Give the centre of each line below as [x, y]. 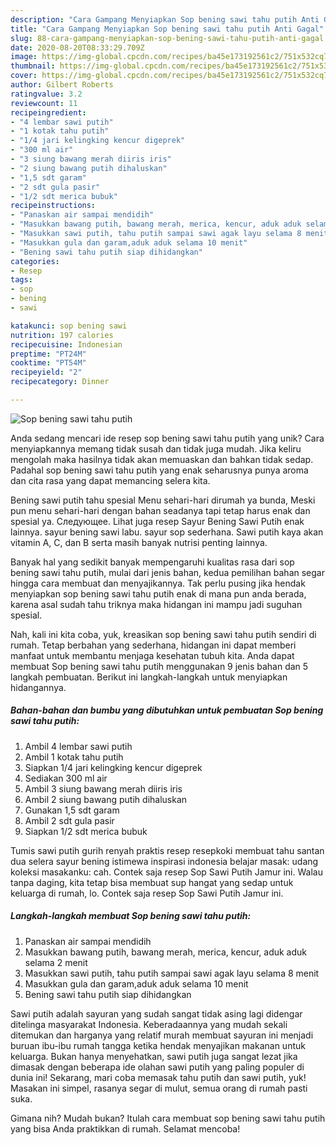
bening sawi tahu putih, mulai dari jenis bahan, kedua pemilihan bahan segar [167, 572]
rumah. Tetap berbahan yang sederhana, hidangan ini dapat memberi [153, 645]
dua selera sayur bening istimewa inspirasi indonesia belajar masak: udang [164, 861]
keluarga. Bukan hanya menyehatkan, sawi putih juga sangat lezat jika [154, 1056]
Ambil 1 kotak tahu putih [74, 757]
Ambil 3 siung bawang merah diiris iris [103, 788]
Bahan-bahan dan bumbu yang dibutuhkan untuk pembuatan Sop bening [167, 710]
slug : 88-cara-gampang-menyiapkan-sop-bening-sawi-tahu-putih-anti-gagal [167, 38]
